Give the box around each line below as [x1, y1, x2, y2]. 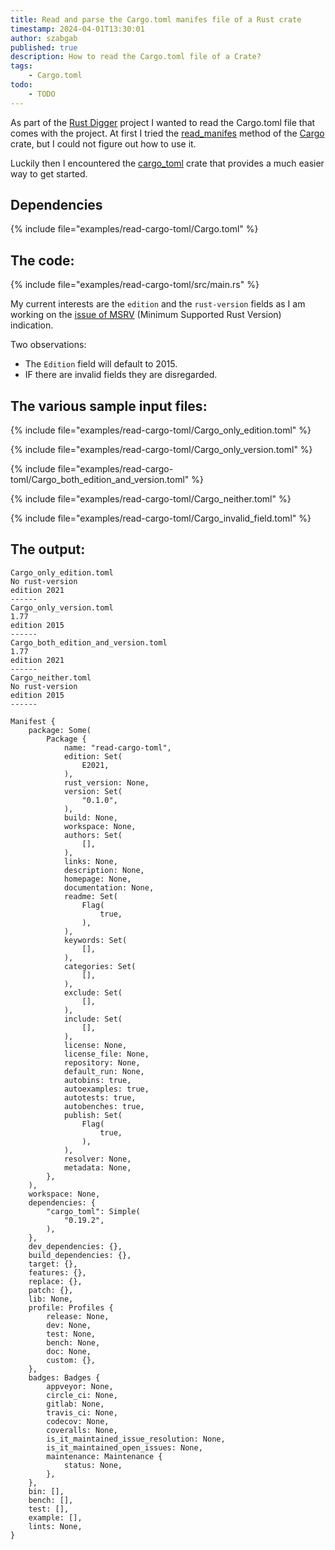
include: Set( [63, 1014, 123, 1024]
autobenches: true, [63, 1101, 145, 1111]
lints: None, [28, 1521, 83, 1531]
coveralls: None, [46, 1425, 118, 1435]
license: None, [63, 1040, 128, 1050]
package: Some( [28, 725, 92, 735]
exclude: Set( [63, 987, 123, 998]
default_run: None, [63, 1066, 145, 1076]
